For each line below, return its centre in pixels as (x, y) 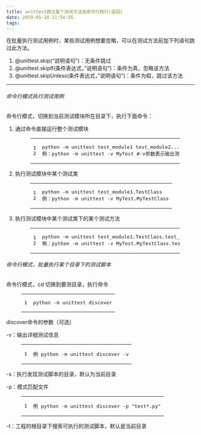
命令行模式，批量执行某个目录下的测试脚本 (59, 264)
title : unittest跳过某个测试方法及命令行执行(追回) (65, 12)
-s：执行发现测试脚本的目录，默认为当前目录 (61, 374)
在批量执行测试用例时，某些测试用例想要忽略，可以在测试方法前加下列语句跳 (100, 41)
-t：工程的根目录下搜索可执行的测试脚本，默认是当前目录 (77, 426)
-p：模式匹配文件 (28, 387)
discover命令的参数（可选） (40, 322)
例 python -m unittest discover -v (81, 354)
